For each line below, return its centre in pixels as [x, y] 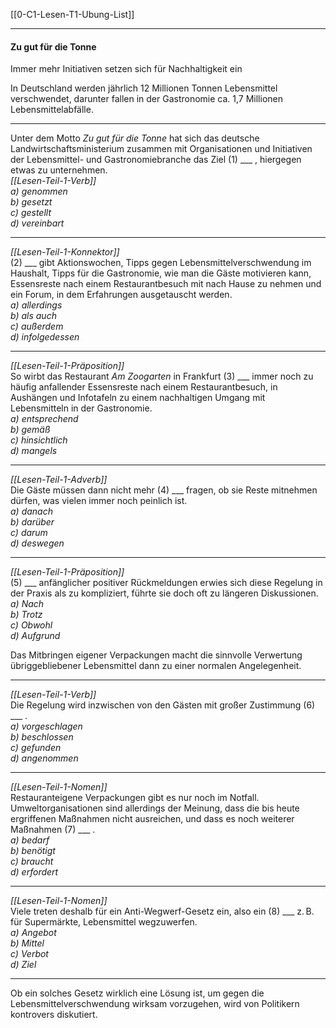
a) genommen [39, 191]
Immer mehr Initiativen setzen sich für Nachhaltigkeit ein [126, 69]
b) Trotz [26, 615]
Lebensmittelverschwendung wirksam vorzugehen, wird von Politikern [155, 1004]
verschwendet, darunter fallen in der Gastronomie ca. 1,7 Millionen [146, 99]
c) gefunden [36, 748]
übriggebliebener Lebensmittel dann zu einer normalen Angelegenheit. [156, 666]
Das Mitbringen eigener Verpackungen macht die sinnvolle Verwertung [156, 655]
